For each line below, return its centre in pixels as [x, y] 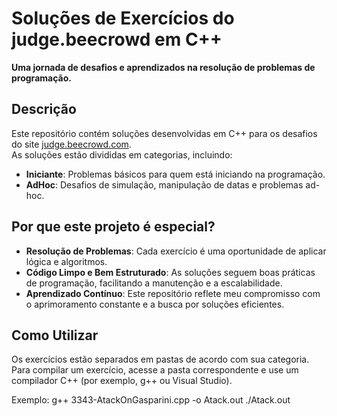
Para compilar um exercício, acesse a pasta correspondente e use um [155, 370]
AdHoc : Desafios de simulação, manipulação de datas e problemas [164, 184]
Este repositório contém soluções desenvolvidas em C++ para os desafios [164, 133]
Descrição [44, 109]
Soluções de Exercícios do [123, 18]
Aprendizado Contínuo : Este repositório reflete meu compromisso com [173, 293]
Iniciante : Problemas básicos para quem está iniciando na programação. [175, 174]
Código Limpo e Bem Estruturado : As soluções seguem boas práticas [170, 272]
